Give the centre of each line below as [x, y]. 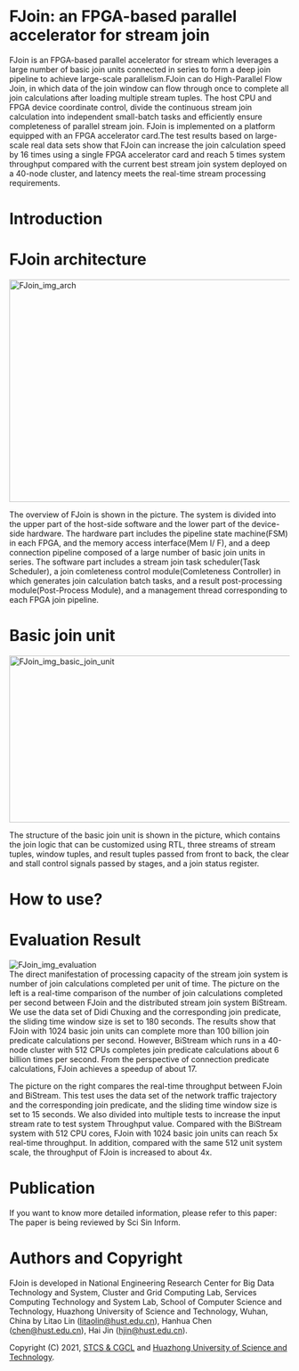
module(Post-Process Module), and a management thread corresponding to [148, 590]
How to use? [56, 900]
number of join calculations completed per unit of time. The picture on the [145, 984]
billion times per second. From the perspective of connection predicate [139, 1059]
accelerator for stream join [110, 35]
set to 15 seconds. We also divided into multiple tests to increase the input [145, 1115]
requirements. [35, 183]
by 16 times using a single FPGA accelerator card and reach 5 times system [147, 154]
